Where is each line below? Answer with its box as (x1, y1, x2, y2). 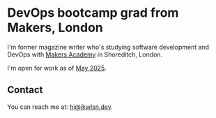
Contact (7, 84, 43, 96)
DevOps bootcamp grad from (7, 5, 179, 21)
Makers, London (7, 20, 103, 36)
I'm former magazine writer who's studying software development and (7, 43, 210, 51)
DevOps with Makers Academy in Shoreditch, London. (7, 50, 162, 59)
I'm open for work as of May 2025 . (7, 64, 107, 72)
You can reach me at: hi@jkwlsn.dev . (7, 103, 114, 111)
